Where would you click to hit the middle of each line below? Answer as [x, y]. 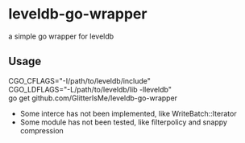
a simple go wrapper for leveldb [61, 36]
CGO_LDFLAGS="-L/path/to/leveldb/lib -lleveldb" [90, 89]
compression [42, 130]
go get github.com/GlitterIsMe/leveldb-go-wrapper [93, 98]
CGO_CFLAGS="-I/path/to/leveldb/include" [80, 80]
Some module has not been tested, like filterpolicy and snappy [124, 122]
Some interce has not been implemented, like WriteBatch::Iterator [128, 113]
